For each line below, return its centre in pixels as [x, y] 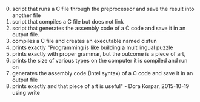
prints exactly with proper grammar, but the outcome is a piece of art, [99, 54]
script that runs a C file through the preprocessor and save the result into [103, 9]
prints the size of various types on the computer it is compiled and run [100, 60]
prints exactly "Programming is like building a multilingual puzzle [92, 47]
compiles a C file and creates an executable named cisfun [84, 41]
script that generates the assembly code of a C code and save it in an [99, 28]
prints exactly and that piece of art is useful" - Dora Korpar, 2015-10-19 [101, 86]
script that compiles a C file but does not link [68, 22]
